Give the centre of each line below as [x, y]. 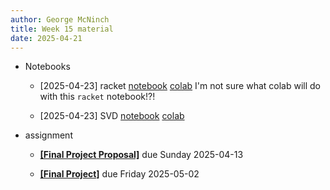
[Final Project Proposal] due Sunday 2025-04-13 [141, 155]
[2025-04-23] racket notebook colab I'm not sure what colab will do [180, 86]
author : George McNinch [60, 19]
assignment [48, 135]
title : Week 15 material [62, 29]
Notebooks [47, 67]
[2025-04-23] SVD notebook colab [112, 116]
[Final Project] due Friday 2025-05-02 [119, 174]
